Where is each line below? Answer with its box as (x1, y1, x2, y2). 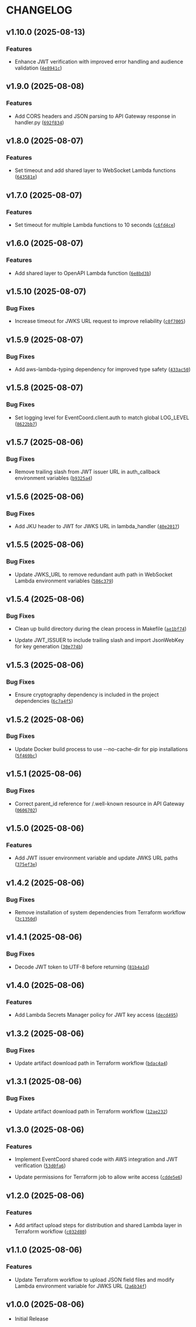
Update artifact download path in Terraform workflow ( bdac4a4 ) (14, 1059, 168, 1066)
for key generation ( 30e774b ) (14, 643, 84, 650)
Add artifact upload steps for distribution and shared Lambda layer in (14, 1221, 182, 1229)
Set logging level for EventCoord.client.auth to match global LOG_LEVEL (14, 414, 190, 421)
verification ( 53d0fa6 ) (14, 1162, 66, 1169)
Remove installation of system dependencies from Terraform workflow (14, 908, 186, 916)
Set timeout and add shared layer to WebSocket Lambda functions (14, 167, 176, 174)
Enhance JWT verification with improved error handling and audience (14, 58, 184, 65)
